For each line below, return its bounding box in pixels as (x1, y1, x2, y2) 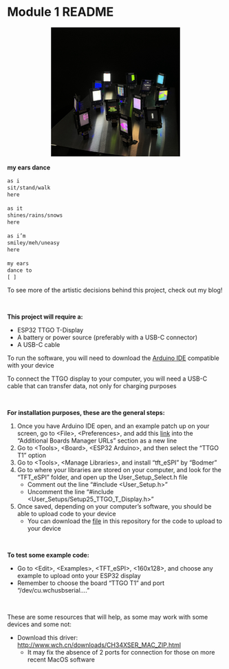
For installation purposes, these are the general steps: (7, 408, 165, 416)
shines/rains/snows (7, 211, 63, 219)
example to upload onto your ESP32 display (17, 571, 141, 580)
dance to (7, 266, 32, 274)
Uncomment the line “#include (27, 487, 114, 496)
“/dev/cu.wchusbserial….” (17, 586, 90, 594)
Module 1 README (7, 4, 114, 20)
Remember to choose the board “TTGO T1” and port (17, 579, 165, 587)
